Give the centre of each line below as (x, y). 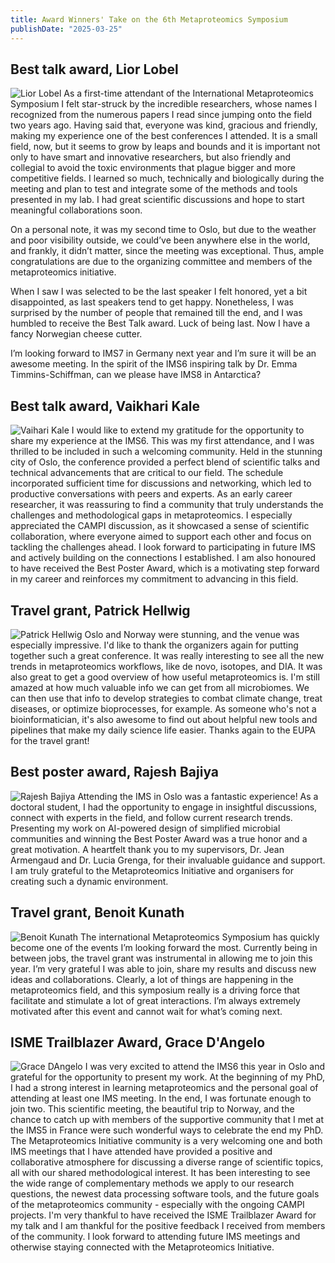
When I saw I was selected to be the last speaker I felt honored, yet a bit (159, 292)
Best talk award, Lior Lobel (94, 69)
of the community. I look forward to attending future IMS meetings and (155, 1237)
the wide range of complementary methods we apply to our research (152, 1183)
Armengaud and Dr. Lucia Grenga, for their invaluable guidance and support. (168, 860)
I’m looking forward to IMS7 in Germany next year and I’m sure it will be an (163, 353)
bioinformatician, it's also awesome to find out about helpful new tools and (164, 719)
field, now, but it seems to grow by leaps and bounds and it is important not (165, 147)
